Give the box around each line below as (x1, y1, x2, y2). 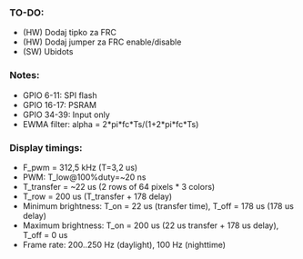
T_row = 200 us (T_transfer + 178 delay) (22, 191, 173, 202)
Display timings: (9, 141, 84, 154)
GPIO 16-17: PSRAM (22, 99, 97, 110)
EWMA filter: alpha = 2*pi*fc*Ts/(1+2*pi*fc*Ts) (22, 118, 199, 129)
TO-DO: (9, 6, 45, 19)
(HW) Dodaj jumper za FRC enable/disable (22, 36, 182, 47)
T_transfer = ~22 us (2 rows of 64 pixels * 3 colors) (22, 181, 216, 192)
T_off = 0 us (22, 229, 68, 240)
